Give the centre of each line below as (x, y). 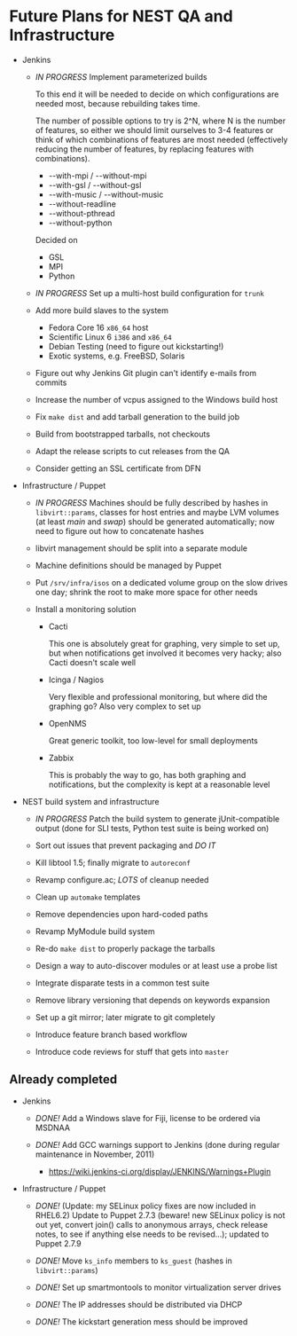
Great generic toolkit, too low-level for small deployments (153, 740)
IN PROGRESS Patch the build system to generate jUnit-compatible (157, 819)
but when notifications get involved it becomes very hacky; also (165, 653)
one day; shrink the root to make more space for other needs (147, 592)
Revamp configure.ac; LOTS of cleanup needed (122, 879)
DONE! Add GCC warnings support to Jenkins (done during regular (157, 1144)
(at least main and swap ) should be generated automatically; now (155, 522)
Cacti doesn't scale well (92, 662)
